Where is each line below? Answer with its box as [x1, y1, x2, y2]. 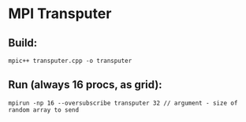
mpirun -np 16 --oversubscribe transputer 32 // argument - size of [8, 99, 238, 107]
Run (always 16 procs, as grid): [8, 78, 163, 91]
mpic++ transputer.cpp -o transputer [8, 57, 132, 65]
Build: [8, 36, 38, 50]
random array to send [8, 105, 80, 114]
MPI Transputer [8, 5, 112, 23]
